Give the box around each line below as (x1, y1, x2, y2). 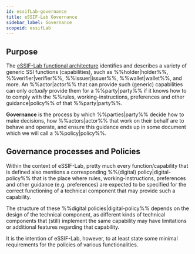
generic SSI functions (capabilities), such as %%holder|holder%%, (6, 69, 169, 76)
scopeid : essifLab (6, 25, 51, 31)
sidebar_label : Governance (6, 19, 72, 25)
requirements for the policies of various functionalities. (6, 241, 139, 248)
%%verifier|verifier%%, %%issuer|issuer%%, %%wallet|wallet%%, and (6, 74, 182, 82)
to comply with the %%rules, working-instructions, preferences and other (6, 93, 185, 100)
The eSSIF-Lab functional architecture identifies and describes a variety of (6, 62, 187, 69)
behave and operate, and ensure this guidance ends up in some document (6, 124, 186, 131)
